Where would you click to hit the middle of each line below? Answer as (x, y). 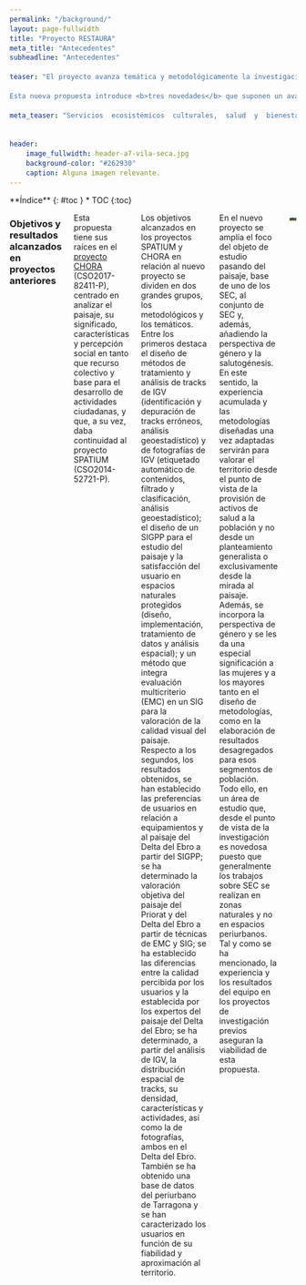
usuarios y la (165, 992)
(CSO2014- (95, 469)
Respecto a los (168, 750)
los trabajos (241, 875)
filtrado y (158, 488)
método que (163, 663)
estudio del (162, 546)
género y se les (248, 634)
